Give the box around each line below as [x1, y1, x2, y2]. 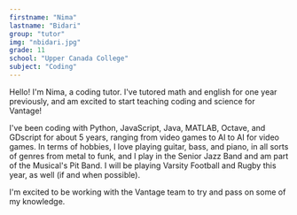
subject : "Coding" [9, 63, 77, 72]
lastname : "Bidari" [9, 21, 82, 30]
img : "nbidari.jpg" [9, 37, 82, 47]
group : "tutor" [9, 29, 66, 38]
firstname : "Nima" [9, 12, 77, 22]
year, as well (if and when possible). [9, 169, 141, 180]
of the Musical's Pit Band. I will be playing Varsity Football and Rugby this [9, 160, 277, 171]
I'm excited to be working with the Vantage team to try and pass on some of [9, 187, 286, 197]
